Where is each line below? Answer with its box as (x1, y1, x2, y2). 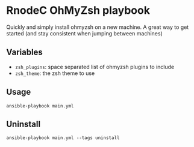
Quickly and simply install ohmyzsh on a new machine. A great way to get (6, 23, 189, 31)
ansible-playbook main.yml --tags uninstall (6, 135, 120, 141)
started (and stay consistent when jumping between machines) (6, 29, 163, 37)
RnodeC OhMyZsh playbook (6, 4, 151, 17)
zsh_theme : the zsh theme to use (14, 70, 95, 77)
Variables (6, 47, 43, 58)
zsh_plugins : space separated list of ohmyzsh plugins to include (14, 63, 175, 70)
